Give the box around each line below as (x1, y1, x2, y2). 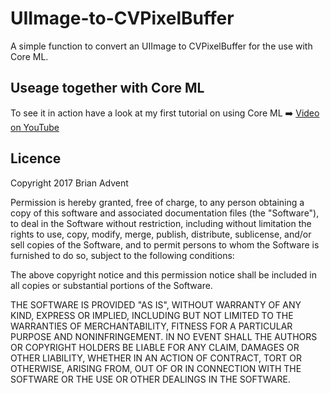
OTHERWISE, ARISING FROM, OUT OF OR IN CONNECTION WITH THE (10, 362, 302, 374)
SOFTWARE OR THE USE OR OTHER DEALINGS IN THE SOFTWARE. (10, 373, 291, 385)
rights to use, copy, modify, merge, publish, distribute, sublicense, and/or (10, 228, 312, 240)
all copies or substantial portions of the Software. (10, 279, 213, 291)
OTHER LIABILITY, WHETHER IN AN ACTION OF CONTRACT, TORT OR (10, 352, 302, 364)
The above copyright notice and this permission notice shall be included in (10, 268, 317, 281)
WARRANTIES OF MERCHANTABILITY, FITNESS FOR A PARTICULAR (10, 320, 293, 332)
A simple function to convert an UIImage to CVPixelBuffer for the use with (10, 40, 313, 52)
